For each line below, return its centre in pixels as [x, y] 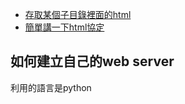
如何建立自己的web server [92, 61]
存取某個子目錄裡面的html [78, 14]
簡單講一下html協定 [64, 27]
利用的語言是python [51, 87]
